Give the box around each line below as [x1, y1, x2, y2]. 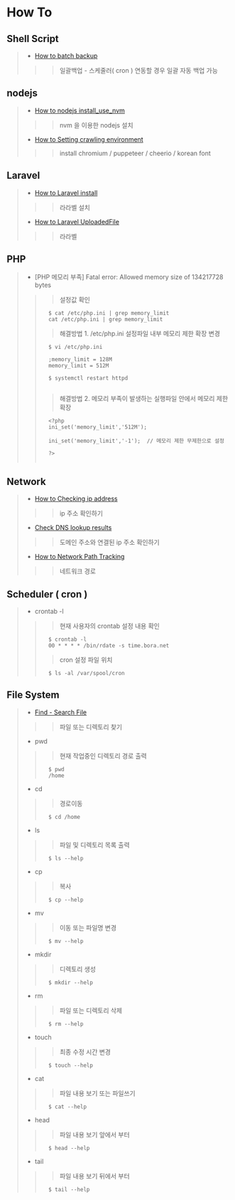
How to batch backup [34, 51, 98, 60]
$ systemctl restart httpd [48, 375, 129, 382]
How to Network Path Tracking [34, 553, 125, 561]
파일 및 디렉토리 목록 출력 [59, 840, 130, 849]
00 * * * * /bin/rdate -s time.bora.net [48, 642, 170, 649]
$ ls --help [48, 855, 84, 862]
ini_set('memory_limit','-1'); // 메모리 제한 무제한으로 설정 [48, 437, 225, 445]
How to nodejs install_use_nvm [34, 106, 126, 115]
